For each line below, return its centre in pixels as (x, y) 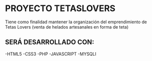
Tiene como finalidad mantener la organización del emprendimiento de (76, 22)
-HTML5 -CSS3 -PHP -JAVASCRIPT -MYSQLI (51, 54)
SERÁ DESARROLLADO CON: (50, 42)
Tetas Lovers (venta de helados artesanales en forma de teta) (67, 27)
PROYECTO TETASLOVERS (60, 8)
